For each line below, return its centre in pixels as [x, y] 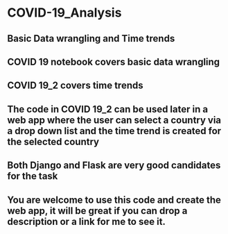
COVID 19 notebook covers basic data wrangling [114, 61]
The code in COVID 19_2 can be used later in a [108, 109]
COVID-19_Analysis [64, 13]
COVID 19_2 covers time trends [75, 86]
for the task [33, 176]
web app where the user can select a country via [114, 120]
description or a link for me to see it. [87, 221]
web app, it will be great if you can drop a [97, 211]
